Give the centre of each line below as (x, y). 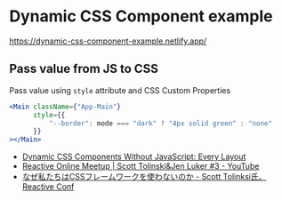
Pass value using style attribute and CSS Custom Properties (120, 90)
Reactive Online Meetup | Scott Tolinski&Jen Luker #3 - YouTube (141, 166)
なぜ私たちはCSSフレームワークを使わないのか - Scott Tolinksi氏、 (144, 177)
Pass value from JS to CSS (84, 69)
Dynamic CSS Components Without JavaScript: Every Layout (134, 156)
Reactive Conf (48, 187)
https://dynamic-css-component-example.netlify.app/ (108, 41)
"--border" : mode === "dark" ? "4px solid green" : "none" (161, 123)
